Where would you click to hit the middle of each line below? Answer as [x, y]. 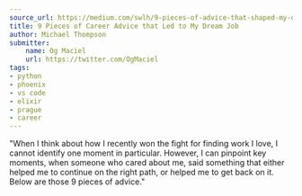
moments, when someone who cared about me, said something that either [147, 163]
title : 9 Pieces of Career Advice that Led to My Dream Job [124, 26]
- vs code [28, 93]
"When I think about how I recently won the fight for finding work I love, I [144, 144]
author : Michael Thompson [58, 34]
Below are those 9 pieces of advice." [77, 182]
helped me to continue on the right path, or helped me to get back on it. [142, 173]
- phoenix [28, 85]
